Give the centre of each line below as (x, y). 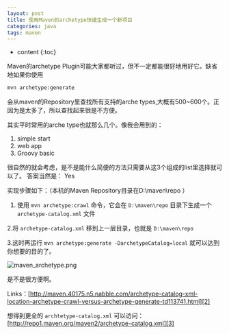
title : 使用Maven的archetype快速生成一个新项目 (70, 20)
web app (29, 146)
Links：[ (19, 294)
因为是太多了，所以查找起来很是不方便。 (64, 110)
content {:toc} (37, 52)
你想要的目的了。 (31, 252)
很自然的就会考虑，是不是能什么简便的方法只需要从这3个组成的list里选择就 (112, 167)
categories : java (32, 26)
